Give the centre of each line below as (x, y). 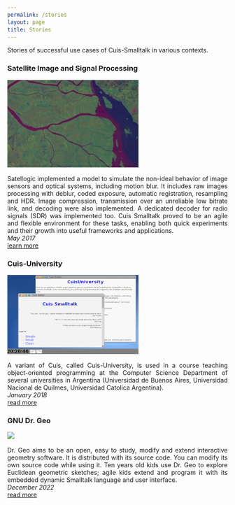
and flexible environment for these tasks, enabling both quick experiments (117, 223)
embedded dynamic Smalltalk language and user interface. (92, 480)
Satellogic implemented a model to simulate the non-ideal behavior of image (117, 178)
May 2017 (21, 238)
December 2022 (31, 488)
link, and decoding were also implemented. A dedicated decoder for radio (117, 208)
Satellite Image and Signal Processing (73, 69)
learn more (23, 246)
